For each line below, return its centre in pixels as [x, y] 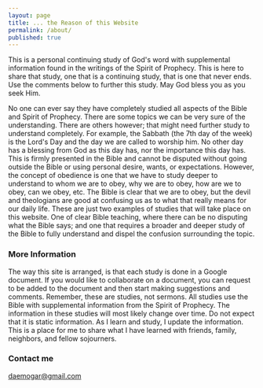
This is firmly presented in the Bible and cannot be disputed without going [128, 159]
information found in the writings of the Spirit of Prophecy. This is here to [126, 68]
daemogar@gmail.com [45, 375]
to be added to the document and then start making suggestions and [119, 288]
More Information [42, 254]
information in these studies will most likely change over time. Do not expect [131, 313]
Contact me [31, 359]
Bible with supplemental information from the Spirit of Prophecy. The [119, 305]
